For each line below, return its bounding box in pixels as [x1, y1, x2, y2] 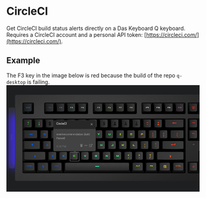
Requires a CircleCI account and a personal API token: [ [6, 31, 147, 38]
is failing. [27, 78, 50, 85]
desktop [6, 79, 26, 85]
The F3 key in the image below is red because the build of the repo [6, 72, 176, 79]
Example [6, 55, 40, 66]
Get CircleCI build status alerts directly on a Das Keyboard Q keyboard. [6, 25, 186, 32]
